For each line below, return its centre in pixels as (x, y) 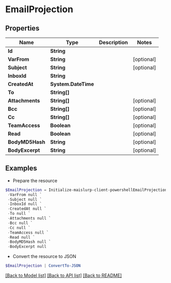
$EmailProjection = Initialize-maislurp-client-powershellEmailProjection (86, 190)
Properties (22, 28)
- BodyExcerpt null (27, 247)
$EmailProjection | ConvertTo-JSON (43, 266)
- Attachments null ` (29, 218)
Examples (21, 168)
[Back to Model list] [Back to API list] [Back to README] (64, 275)
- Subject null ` (25, 200)
